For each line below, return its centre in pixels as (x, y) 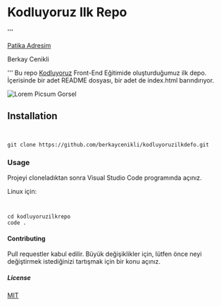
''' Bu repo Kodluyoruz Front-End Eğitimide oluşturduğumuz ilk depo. (107, 73)
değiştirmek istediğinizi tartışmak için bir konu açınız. (84, 262)
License (19, 277)
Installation (32, 116)
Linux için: (22, 192)
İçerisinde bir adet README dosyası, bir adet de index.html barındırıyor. (111, 80)
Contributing (26, 238)
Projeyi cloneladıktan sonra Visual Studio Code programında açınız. (105, 178)
